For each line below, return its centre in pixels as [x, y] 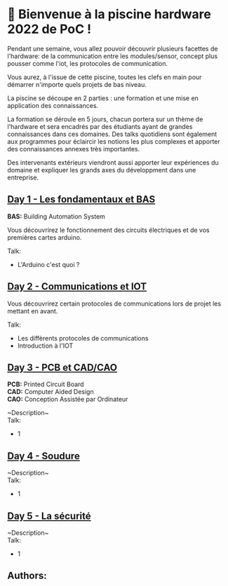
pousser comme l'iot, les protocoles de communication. [88, 63]
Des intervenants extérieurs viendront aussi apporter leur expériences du [113, 162]
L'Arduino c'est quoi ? [48, 264]
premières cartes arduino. [45, 237]
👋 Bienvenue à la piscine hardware [109, 14]
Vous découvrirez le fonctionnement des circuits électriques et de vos [108, 230]
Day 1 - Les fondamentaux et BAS [81, 199]
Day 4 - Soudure [44, 456]
